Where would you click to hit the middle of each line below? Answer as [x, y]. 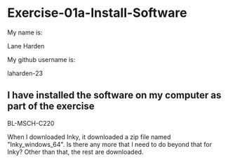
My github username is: [41, 59]
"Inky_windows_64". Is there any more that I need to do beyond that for [110, 144]
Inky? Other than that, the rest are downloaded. [75, 152]
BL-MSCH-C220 [31, 123]
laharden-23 [25, 73]
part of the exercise [51, 106]
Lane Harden [26, 46]
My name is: [25, 32]
